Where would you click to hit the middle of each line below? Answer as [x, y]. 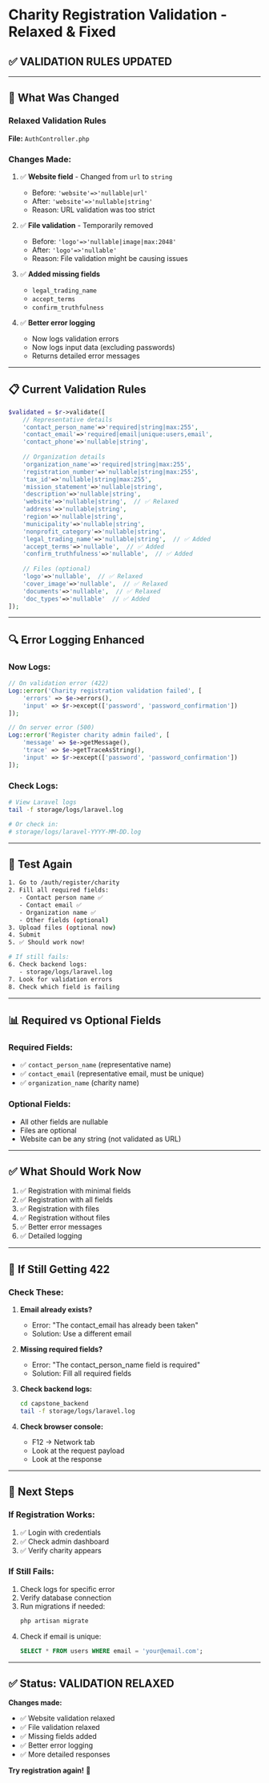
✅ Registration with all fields [66, 1200]
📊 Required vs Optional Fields [85, 1020]
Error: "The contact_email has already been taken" [115, 1325]
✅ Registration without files [65, 1218]
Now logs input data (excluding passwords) [103, 347]
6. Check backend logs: [48, 965]
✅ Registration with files [60, 1209]
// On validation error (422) [59, 683]
